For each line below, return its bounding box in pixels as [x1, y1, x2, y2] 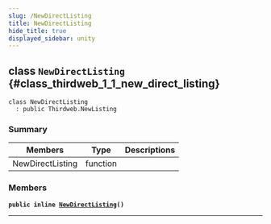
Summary [8, 123, 48, 135]
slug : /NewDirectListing [8, 11, 92, 20]
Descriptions [124, 144, 176, 156]
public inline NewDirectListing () [8, 201, 125, 209]
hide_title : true [8, 27, 67, 35]
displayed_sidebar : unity [8, 34, 95, 43]
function [85, 158, 117, 169]
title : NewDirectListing [8, 19, 92, 27]
